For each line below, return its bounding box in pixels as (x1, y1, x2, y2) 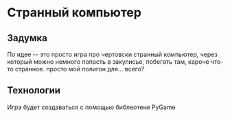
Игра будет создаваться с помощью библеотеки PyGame (7, 103, 176, 111)
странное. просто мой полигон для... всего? (14, 65, 145, 73)
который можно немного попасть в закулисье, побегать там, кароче (7, 58, 209, 66)
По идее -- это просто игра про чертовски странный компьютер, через (7, 50, 218, 58)
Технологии (7, 84, 60, 97)
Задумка (7, 32, 48, 44)
